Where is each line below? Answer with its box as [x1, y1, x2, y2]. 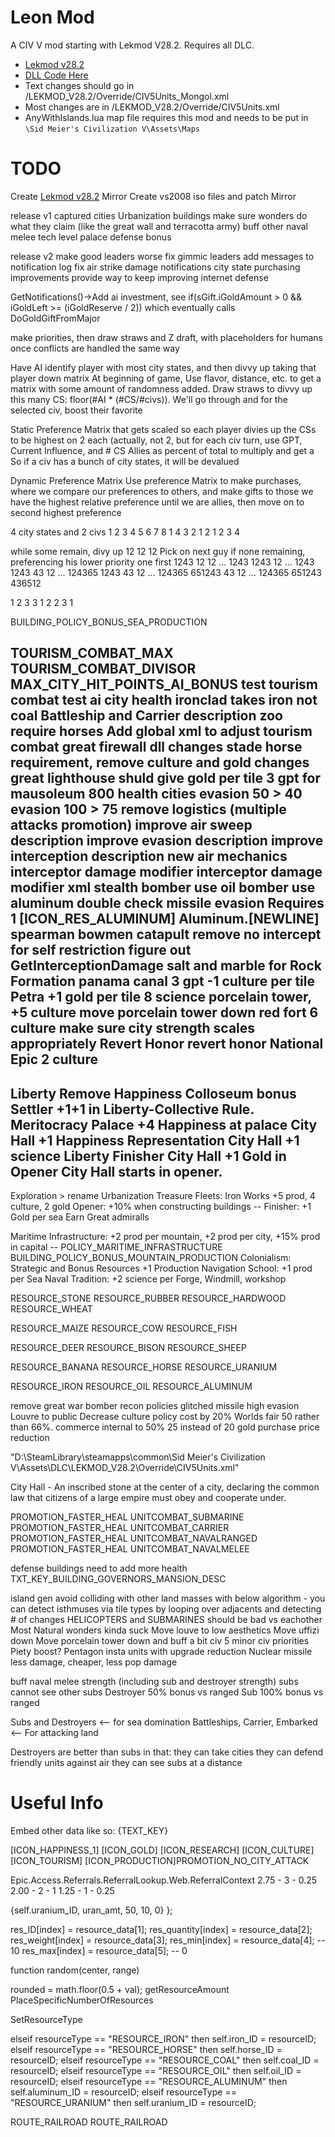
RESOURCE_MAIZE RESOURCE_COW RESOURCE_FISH [10, 1322, 238, 1335]
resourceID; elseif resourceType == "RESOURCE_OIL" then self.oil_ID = [10, 2065, 302, 2077]
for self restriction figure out [10, 942, 192, 959]
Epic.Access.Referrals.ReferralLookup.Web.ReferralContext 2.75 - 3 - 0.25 [10, 1874, 318, 1886]
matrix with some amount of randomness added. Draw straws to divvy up [10, 382, 313, 395]
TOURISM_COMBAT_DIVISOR [10, 661, 197, 678]
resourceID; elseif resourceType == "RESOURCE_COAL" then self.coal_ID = [10, 2054, 320, 2066]
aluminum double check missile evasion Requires [10, 895, 325, 912]
